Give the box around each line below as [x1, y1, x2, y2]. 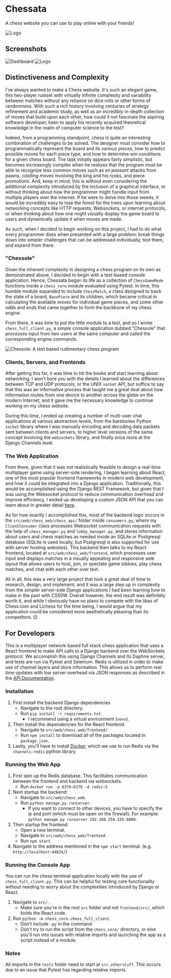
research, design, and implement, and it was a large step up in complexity [5, 582, 161, 588]
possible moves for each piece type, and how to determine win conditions [5, 151, 161, 157]
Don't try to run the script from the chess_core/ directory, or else [20, 926, 156, 933]
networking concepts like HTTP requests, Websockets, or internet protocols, [5, 205, 166, 211]
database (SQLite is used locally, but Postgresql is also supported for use [5, 539, 159, 545]
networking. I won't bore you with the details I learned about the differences [5, 376, 165, 382]
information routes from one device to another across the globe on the [5, 392, 154, 398]
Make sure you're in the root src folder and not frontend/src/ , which [20, 904, 165, 911]
